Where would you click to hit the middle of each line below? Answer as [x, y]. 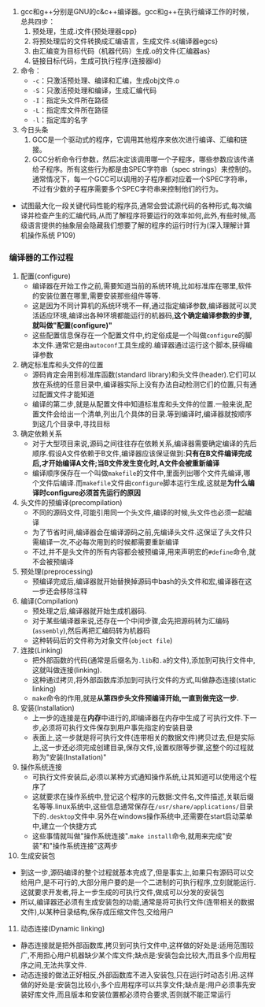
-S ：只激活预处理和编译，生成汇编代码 [94, 90]
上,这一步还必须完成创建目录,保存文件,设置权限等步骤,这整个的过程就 [143, 748]
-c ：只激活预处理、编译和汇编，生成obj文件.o [106, 80]
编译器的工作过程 [41, 257]
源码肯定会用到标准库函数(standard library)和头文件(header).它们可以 [144, 375]
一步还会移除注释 [60, 591]
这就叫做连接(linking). [67, 670]
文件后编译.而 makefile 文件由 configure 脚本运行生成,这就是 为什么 [144, 483]
